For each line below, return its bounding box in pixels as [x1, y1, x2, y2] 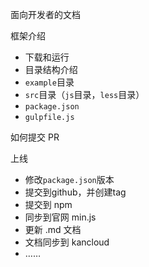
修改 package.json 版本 [24, 174, 115, 185]
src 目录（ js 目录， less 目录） [24, 89, 145, 100]
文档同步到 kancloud [24, 236, 110, 248]
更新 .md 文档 [24, 224, 82, 235]
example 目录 [24, 76, 75, 88]
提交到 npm [24, 199, 73, 210]
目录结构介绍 [24, 64, 78, 75]
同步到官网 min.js [24, 211, 97, 223]
